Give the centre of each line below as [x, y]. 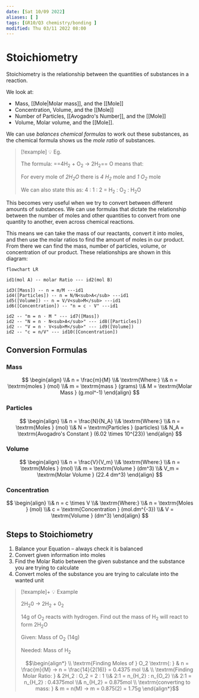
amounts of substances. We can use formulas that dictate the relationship [97, 209]
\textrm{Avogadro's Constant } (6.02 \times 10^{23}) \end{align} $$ [100, 433]
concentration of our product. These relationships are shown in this [89, 252]
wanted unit [29, 580]
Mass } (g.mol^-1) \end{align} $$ [100, 393]
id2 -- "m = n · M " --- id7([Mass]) [53, 316]
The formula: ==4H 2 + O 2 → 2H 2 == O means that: [82, 164]
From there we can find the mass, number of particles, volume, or [86, 246]
